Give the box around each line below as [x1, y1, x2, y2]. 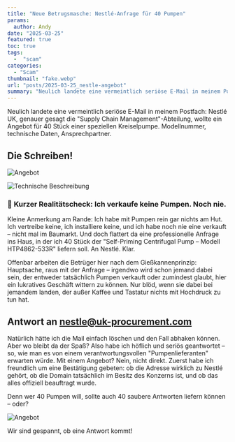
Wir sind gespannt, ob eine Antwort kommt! [7, 427, 133, 435]
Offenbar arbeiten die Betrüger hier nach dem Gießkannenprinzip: [7, 258, 197, 267]
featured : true [7, 36, 52, 43]
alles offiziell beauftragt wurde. [7, 378, 97, 388]
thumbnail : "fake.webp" [7, 75, 77, 82]
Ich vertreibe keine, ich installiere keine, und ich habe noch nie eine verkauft [7, 223, 227, 231]
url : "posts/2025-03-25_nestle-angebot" [7, 82, 127, 89]
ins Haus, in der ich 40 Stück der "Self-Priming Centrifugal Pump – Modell [7, 237, 220, 246]
